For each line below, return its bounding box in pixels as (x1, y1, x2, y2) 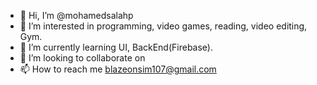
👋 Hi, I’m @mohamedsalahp (19, 10, 134, 21)
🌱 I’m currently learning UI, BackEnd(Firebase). (19, 41, 213, 53)
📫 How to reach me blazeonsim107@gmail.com (19, 63, 217, 75)
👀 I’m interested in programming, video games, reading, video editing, (19, 20, 308, 32)
